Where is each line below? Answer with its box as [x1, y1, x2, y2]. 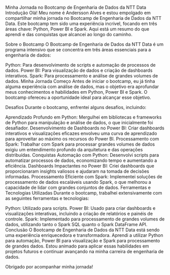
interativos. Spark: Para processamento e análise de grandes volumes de [5, 73, 158, 78]
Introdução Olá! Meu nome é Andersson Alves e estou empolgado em [5, 10, 151, 16]
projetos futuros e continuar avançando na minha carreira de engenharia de [5, 249, 164, 254]
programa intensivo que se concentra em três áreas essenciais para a [5, 47, 151, 52]
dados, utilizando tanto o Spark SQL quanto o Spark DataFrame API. [5, 222, 148, 227]
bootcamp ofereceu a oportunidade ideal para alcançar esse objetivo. [5, 94, 151, 100]
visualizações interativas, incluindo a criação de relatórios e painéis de [5, 211, 153, 216]
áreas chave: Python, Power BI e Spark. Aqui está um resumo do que [5, 26, 150, 32]
